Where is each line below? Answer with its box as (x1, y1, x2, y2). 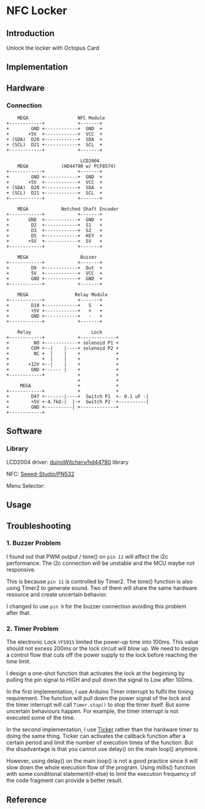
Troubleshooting (6, 521, 72, 531)
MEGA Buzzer (17, 255, 97, 261)
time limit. (6, 658, 31, 665)
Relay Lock (17, 329, 103, 335)
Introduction (6, 28, 55, 39)
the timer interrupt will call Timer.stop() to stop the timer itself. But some (6, 701, 190, 709)
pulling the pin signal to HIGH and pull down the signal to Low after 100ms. (6, 676, 194, 684)
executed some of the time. (6, 714, 75, 721)
